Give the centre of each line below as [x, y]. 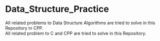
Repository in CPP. [24, 28]
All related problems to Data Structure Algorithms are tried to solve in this [80, 23]
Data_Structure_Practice [57, 9]
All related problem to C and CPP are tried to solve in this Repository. [76, 33]
